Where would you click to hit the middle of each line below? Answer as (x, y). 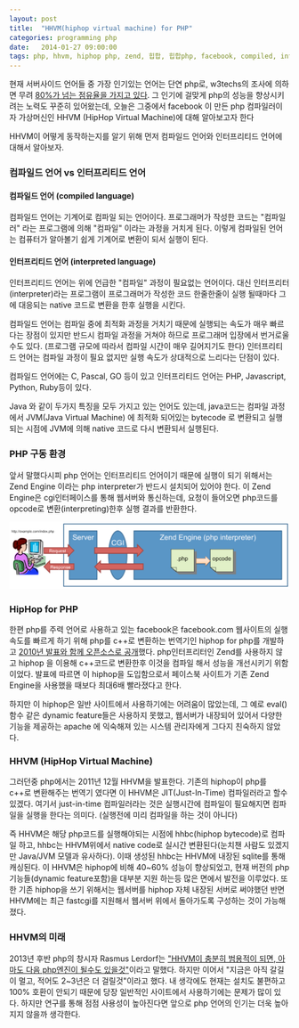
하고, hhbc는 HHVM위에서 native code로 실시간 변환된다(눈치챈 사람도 (142, 845)
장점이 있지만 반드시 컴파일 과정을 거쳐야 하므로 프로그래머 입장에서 (142, 335)
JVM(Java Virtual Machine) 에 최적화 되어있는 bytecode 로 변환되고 (146, 418)
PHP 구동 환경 (38, 454)
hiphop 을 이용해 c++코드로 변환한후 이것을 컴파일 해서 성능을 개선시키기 (145, 663)
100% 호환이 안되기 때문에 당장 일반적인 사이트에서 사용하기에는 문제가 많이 (141, 991)
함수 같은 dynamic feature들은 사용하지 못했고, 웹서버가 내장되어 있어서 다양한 (146, 715)
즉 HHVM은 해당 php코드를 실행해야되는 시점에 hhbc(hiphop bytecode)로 (139, 834)
